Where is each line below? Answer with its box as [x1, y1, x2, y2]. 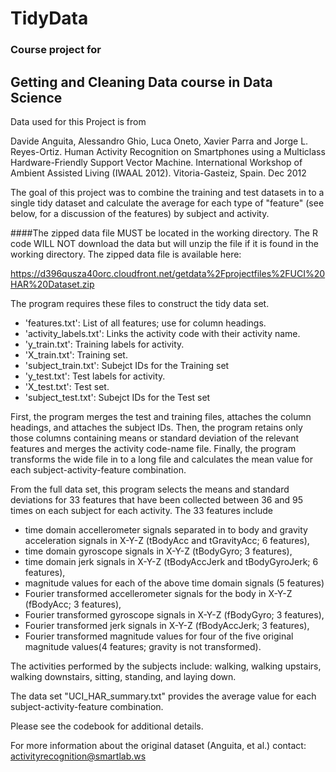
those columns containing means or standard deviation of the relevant [10, 432, 300, 444]
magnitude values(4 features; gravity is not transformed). [24, 640, 262, 652]
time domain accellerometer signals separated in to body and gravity [24, 523, 308, 536]
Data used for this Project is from [10, 115, 147, 127]
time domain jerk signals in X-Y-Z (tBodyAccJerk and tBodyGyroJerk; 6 [24, 555, 319, 567]
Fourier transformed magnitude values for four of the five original [24, 630, 294, 642]
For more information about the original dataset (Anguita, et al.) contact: [10, 739, 307, 751]
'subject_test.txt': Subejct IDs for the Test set [24, 391, 211, 403]
